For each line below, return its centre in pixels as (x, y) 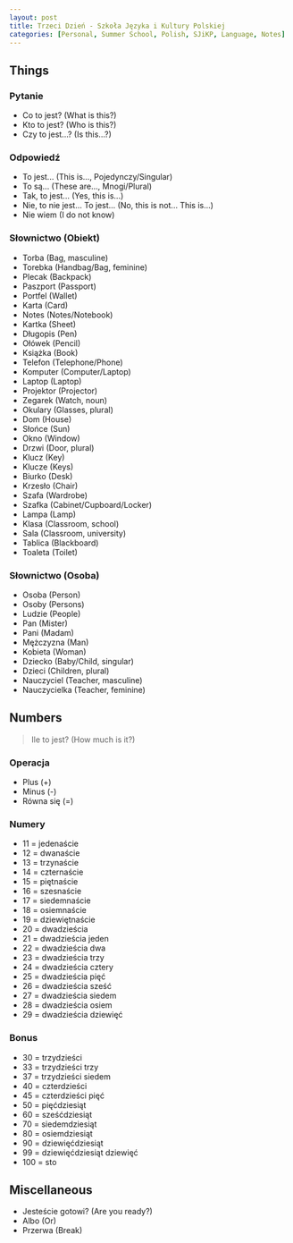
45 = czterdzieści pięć (63, 1095)
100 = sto (39, 1162)
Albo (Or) (39, 1221)
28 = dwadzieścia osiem (67, 1005)
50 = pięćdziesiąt (54, 1104)
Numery (28, 824)
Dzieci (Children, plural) (66, 671)
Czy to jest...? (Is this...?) (67, 134)
